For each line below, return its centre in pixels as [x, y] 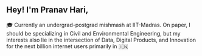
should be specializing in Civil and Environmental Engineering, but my [93, 33]
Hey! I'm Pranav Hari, [47, 10]
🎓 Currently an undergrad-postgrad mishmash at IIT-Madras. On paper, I [98, 25]
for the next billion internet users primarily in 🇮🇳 [67, 46]
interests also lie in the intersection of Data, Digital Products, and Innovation [101, 40]
